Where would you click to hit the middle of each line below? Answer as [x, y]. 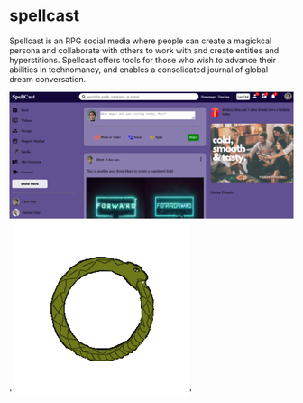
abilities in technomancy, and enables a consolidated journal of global [139, 70]
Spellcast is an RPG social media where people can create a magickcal [141, 41]
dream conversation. [48, 79]
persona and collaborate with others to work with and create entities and [144, 50]
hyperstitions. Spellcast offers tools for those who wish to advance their [143, 60]
